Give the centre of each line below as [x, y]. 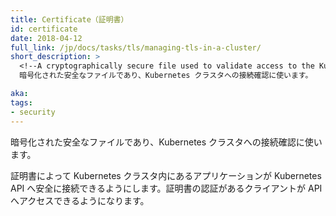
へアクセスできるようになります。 [80, 200]
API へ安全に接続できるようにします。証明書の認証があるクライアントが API [166, 188]
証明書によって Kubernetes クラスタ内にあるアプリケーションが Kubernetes [166, 175]
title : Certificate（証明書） [69, 19]
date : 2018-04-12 [46, 38]
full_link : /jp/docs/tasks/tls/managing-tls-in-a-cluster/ [136, 47]
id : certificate [44, 29]
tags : [21, 102]
